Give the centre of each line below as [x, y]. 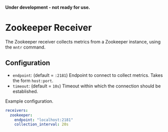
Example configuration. [30, 101]
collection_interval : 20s [42, 124]
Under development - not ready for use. [48, 7]
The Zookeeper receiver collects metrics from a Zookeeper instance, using [83, 41]
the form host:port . [33, 80]
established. [25, 91]
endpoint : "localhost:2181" [44, 120]
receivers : [17, 110]
